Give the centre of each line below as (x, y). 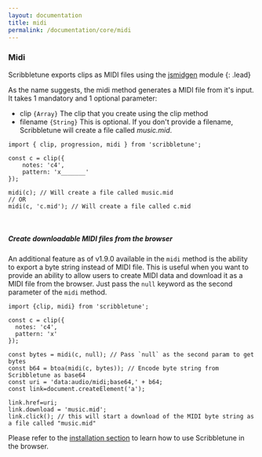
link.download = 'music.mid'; (58, 409)
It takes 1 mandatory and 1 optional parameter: (83, 98)
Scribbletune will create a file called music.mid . (96, 130)
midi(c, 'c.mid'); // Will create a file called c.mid (100, 206)
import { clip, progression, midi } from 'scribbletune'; (105, 144)
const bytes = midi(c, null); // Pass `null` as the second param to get (131, 354)
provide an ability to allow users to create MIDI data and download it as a (126, 275)
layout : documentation (45, 15)
